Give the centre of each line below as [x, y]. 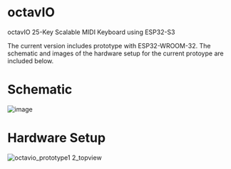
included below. [31, 60]
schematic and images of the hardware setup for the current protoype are [115, 53]
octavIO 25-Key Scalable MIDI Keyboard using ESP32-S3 [92, 32]
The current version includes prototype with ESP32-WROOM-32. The [109, 45]
